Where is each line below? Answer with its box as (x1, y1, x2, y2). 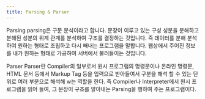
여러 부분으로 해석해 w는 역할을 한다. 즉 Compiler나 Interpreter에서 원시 (17, 78, 191, 85)
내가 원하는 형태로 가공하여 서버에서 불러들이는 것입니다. (12, 50, 147, 57)
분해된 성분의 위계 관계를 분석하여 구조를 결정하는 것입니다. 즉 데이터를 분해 (6, 34, 186, 42)
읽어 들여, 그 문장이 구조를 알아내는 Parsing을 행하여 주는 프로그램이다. (27, 85, 197, 92)
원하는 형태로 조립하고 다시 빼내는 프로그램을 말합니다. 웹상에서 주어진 (17, 42, 185, 49)
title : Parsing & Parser (6, 9, 70, 15)
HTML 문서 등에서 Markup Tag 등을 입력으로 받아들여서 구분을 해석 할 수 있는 (6, 70, 192, 77)
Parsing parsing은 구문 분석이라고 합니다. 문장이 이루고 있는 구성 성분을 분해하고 (6, 26, 199, 34)
